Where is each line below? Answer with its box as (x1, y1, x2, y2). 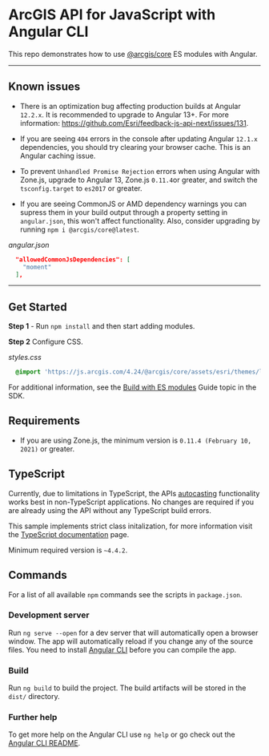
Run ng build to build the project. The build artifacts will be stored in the (8, 683, 247, 693)
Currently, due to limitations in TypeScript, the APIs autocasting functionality (8, 488, 260, 498)
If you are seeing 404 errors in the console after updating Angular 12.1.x (19, 134, 259, 144)
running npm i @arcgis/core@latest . (19, 224, 140, 234)
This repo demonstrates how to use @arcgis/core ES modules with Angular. (8, 49, 258, 59)
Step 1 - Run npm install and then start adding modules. (8, 321, 195, 331)
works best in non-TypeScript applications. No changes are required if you (8, 497, 255, 507)
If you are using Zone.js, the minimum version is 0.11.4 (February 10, (19, 435, 252, 445)
